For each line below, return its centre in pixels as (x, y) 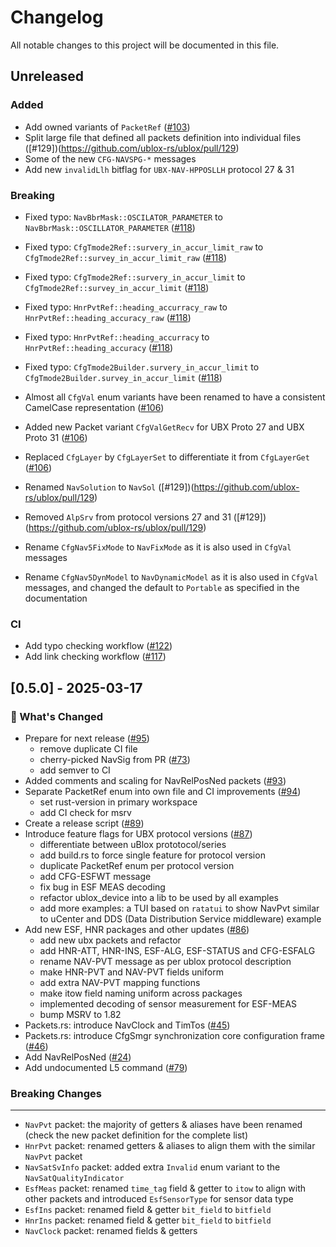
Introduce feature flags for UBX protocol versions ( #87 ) (138, 833)
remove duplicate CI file (88, 748)
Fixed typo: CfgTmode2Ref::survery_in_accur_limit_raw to (144, 247)
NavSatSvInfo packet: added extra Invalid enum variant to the (152, 1167)
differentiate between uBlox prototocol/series (133, 844)
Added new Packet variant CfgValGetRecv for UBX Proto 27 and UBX (164, 427)
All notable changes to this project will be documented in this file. (145, 45)
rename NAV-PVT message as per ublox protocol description (165, 961)
